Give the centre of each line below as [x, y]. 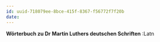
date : [13, 17]
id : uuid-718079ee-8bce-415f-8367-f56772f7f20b [65, 11]
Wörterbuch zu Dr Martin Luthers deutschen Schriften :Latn [80, 33]
